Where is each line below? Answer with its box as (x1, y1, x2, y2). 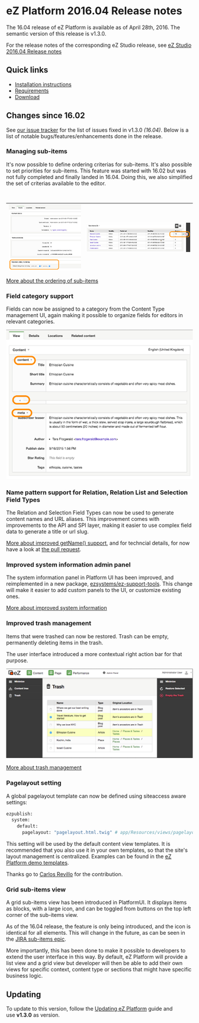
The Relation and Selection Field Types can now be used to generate (6, 509, 174, 516)
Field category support (6, 292, 74, 300)
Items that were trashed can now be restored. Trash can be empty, (6, 632, 169, 640)
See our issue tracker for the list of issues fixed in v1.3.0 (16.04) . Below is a (6, 126, 189, 133)
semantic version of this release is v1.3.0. (6, 30, 107, 37)
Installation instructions (14, 81, 72, 88)
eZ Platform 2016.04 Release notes (6, 4, 182, 18)
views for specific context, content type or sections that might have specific (6, 966, 192, 973)
